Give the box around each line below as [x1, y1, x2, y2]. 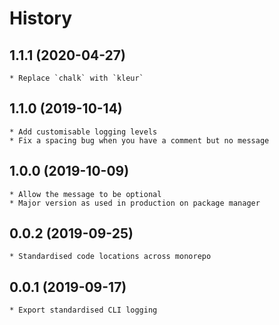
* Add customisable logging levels [9, 127, 158, 137]
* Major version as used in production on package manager [9, 198, 261, 208]
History [9, 7, 73, 30]
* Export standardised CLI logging [9, 305, 158, 316]
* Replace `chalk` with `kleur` [9, 73, 144, 83]
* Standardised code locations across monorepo [9, 252, 212, 262]
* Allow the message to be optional [9, 189, 162, 199]
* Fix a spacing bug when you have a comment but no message [9, 135, 270, 146]
